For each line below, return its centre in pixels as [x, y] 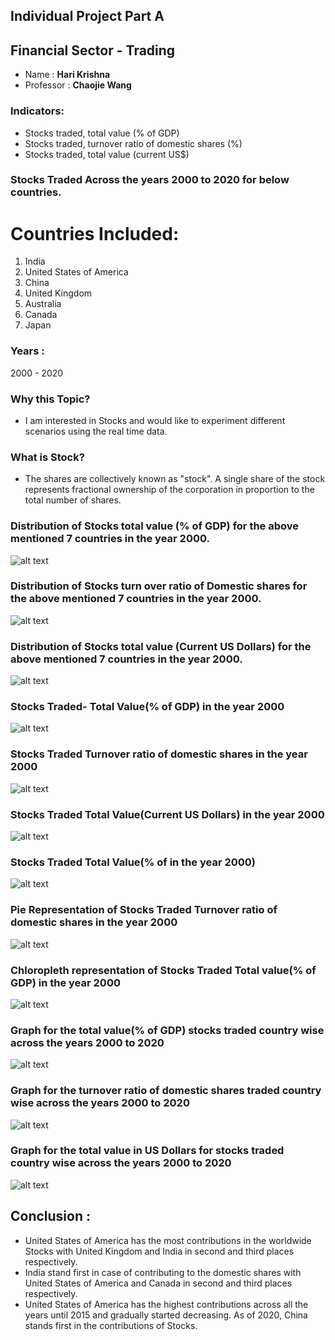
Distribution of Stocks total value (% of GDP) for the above [155, 526]
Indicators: [37, 111]
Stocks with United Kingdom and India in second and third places [159, 1251]
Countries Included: [95, 233]
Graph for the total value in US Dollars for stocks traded [147, 1151]
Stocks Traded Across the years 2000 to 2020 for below [150, 180]
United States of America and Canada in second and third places [158, 1283]
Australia [43, 304]
